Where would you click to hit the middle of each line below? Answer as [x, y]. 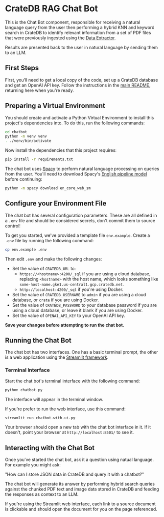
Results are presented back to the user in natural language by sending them [82, 47]
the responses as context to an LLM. [42, 494]
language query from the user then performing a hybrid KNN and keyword [80, 27]
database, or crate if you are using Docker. [56, 300]
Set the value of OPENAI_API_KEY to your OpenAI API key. [69, 316]
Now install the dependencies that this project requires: [61, 150]
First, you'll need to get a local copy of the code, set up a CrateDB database [82, 80]
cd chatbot [16, 132]
